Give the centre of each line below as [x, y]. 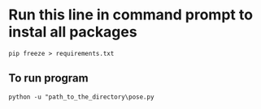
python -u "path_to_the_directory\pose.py [81, 97]
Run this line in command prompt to [131, 15]
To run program [48, 78]
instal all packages [73, 32]
